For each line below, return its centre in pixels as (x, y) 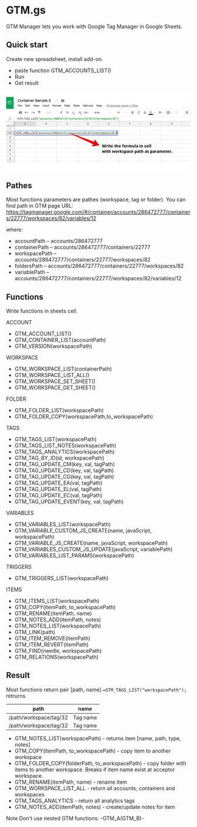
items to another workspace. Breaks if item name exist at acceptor (95, 770)
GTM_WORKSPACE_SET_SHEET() (55, 381)
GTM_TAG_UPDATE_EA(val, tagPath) (58, 483)
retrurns (16, 696)
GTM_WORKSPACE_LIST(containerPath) (63, 369)
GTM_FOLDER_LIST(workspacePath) (59, 411)
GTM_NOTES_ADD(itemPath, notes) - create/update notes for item (95, 807)
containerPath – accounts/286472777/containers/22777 (82, 248)
